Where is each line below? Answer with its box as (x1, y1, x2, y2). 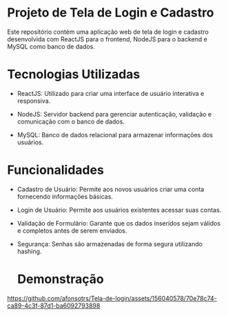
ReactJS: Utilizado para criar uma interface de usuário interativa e (17, 89, 205, 97)
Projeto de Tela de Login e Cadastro (7, 5, 215, 21)
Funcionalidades (7, 162, 105, 178)
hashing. (17, 247, 42, 255)
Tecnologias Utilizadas (7, 67, 141, 82)
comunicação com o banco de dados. (17, 117, 125, 126)
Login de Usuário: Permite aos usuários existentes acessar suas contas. (17, 206, 222, 214)
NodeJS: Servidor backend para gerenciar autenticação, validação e (17, 110, 212, 118)
